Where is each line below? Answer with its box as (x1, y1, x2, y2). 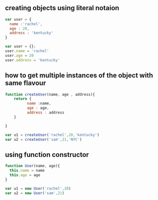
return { (14, 97, 32, 101)
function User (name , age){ (5, 164, 60, 169)
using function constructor (5, 150, 89, 159)
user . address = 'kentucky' (5, 57, 60, 63)
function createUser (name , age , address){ (5, 92, 95, 97)
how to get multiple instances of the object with (5, 71, 153, 80)
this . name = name (9, 168, 45, 173)
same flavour (5, 79, 46, 87)
